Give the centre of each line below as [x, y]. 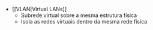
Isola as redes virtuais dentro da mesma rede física [84, 21]
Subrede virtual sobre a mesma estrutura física [79, 15]
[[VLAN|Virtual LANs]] [39, 9]
